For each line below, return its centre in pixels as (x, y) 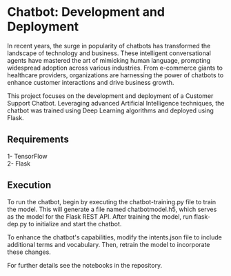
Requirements (38, 140)
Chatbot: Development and (86, 12)
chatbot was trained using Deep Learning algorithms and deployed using (110, 110)
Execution (29, 185)
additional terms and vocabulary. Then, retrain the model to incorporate (109, 244)
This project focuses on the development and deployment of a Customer (110, 96)
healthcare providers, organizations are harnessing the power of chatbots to (115, 75)
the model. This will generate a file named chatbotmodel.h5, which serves (112, 209)
